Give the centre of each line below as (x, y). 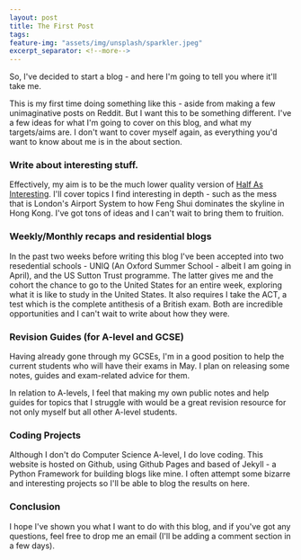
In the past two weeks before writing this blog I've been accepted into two (147, 256)
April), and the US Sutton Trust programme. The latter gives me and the (142, 275)
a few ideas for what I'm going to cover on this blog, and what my (130, 123)
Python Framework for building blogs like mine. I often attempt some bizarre (150, 474)
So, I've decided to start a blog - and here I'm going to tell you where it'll (143, 76)
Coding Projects (45, 435)
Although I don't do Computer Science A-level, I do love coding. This (136, 455)
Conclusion (35, 507)
